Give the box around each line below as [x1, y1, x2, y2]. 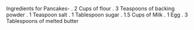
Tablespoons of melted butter [6, 18, 79, 24]
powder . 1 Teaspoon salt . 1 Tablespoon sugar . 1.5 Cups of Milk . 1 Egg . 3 [6, 11, 189, 18]
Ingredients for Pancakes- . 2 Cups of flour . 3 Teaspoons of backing [6, 5, 175, 12]
